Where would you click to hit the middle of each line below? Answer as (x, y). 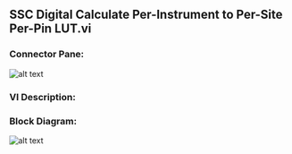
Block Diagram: (43, 121)
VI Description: (42, 97)
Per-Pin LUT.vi (50, 29)
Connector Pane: (47, 55)
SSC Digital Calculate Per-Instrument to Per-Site (146, 15)
